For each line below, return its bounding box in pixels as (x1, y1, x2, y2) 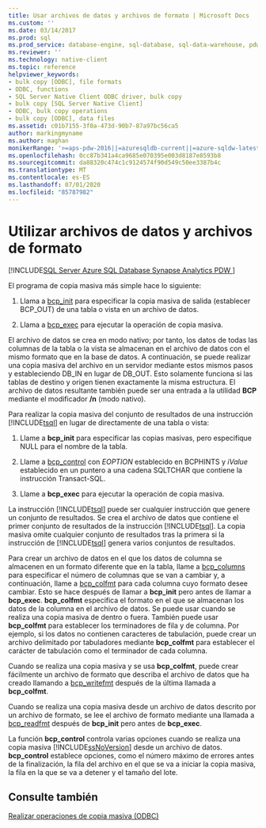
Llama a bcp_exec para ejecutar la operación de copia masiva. (19, 320, 223, 329)
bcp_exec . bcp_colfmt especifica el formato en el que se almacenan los (8, 595, 245, 605)
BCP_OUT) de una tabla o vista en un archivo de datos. (19, 304, 199, 313)
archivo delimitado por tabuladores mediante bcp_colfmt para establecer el (8, 637, 255, 647)
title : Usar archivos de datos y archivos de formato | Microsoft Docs (8, 11, 249, 20)
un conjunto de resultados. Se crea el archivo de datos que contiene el (8, 512, 239, 522)
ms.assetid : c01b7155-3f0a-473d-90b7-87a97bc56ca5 (8, 122, 179, 130)
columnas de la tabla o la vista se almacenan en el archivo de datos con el (8, 344, 250, 353)
